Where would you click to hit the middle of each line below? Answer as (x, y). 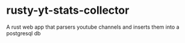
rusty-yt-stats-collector (68, 10)
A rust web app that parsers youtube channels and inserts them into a (93, 27)
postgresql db (24, 33)
